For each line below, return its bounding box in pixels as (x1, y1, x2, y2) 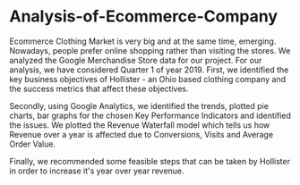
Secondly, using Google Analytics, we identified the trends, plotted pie (9, 100, 269, 111)
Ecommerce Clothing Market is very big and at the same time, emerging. (9, 36, 277, 46)
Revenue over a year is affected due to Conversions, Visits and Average (9, 129, 274, 139)
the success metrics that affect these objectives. (9, 83, 189, 94)
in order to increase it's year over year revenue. (9, 165, 185, 176)
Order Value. (9, 139, 56, 149)
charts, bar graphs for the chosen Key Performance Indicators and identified (9, 110, 291, 121)
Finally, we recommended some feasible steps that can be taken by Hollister (9, 156, 291, 166)
